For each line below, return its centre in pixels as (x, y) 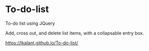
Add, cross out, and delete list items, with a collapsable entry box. (75, 33)
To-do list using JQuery (30, 23)
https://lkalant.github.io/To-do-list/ (42, 43)
